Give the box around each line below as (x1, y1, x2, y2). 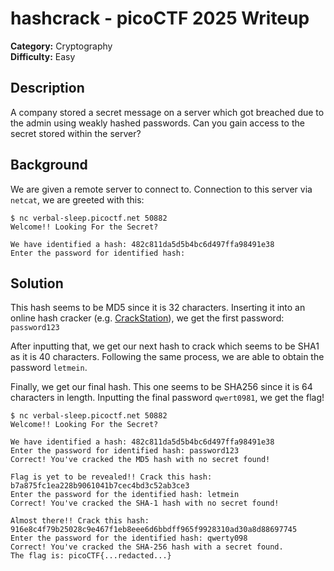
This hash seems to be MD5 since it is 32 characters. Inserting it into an (10, 302, 306, 314)
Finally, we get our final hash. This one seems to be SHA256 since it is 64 (10, 381, 313, 393)
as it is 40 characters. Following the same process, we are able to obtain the (10, 351, 325, 363)
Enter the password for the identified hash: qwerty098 (10, 533, 248, 544)
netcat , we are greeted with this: (10, 193, 145, 206)
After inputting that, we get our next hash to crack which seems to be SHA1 (10, 340, 320, 352)
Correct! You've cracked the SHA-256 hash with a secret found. (10, 542, 284, 552)
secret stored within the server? (10, 127, 142, 139)
